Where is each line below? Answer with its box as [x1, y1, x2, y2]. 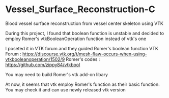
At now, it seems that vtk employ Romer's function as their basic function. [5, 81, 160, 87]
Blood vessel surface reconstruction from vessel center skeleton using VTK [5, 20, 164, 26]
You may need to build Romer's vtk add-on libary [5, 71, 108, 77]
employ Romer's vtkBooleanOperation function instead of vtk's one [5, 36, 147, 42]
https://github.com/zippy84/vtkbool [5, 61, 80, 68]
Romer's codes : [66, 56, 100, 62]
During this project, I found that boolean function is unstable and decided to [5, 30, 164, 36]
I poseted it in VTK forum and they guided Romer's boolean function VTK [5, 45, 159, 51]
